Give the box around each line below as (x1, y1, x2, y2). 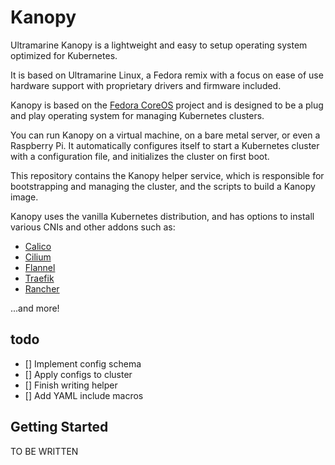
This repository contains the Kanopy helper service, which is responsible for (10, 169, 325, 181)
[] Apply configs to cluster (24, 368, 133, 380)
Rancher (24, 282, 60, 295)
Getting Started (10, 419, 109, 436)
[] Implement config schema (24, 357, 142, 370)
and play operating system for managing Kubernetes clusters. (10, 109, 265, 121)
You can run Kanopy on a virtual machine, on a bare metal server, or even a (10, 129, 321, 141)
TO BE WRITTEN (10, 445, 79, 457)
